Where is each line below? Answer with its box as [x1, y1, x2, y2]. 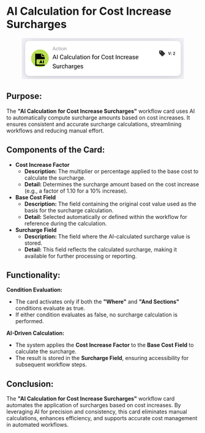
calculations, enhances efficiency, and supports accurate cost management [6, 415, 198, 422]
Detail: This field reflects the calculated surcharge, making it [24, 245, 177, 253]
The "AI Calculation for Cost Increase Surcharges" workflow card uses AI [6, 107, 195, 115]
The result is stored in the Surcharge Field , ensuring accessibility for [15, 354, 189, 362]
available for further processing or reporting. [24, 252, 137, 259]
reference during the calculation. [24, 220, 107, 227]
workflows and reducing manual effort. [6, 127, 105, 134]
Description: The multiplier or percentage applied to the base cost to [24, 167, 199, 175]
